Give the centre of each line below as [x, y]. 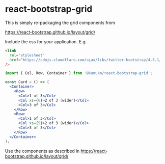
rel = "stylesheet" [27, 55]
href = [15, 60]
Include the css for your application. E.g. [46, 41]
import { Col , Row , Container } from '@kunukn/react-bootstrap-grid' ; [79, 73]
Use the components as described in [42, 151]
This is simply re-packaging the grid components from [60, 23]
